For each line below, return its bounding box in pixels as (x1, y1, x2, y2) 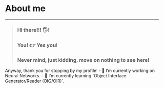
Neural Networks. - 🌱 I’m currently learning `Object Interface (5, 73, 127, 79)
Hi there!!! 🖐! (17, 26, 50, 33)
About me (5, 3, 46, 14)
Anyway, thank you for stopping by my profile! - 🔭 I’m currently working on (5, 68, 155, 73)
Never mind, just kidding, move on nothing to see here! (17, 56, 150, 63)
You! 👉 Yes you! (17, 42, 58, 49)
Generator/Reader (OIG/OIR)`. (5, 78, 64, 84)
